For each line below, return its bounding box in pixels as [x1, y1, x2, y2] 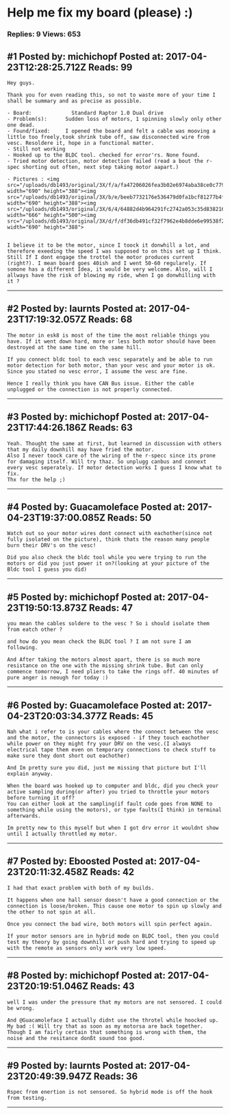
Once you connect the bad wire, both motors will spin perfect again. [7, 921, 213, 927]
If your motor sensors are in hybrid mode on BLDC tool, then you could [7, 932, 219, 939]
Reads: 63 [88, 422, 133, 433]
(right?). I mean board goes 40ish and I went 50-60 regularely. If [7, 260, 207, 267]
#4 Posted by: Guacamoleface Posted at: [7, 501, 186, 513]
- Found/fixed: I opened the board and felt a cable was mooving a [7, 127, 216, 135]
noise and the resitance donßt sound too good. [7, 1035, 146, 1041]
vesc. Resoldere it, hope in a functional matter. [7, 139, 155, 146]
